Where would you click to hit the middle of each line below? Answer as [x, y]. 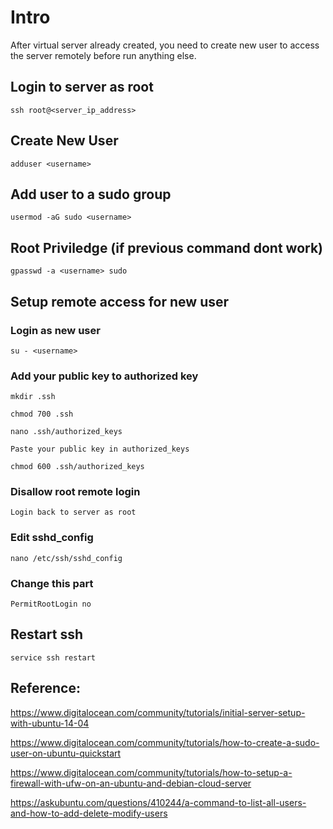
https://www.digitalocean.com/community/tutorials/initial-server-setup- [158, 712]
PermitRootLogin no [51, 604]
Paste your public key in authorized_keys [100, 449]
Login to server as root [82, 87]
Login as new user [55, 330]
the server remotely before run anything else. [103, 55]
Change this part [52, 583]
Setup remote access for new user [120, 301]
